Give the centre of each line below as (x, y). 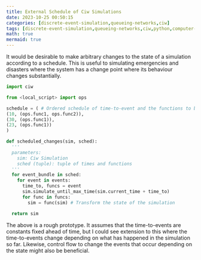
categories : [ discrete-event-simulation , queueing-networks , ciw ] (88, 23)
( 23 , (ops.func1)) (29, 125)
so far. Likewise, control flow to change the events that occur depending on (99, 244)
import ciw (20, 87)
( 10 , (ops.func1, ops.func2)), (45, 114)
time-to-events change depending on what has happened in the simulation (98, 238)
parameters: (27, 152)
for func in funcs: (46, 197)
